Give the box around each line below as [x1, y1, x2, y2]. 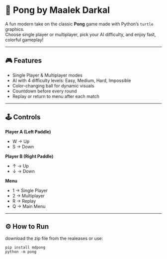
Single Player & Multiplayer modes [12, 72, 83, 78]
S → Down [12, 144, 34, 150]
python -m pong [5, 250, 37, 255]
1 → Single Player [12, 187, 48, 193]
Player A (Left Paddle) [5, 129, 51, 135]
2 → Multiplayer [12, 192, 45, 198]
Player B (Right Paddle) [5, 153, 54, 159]
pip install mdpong [5, 245, 46, 250]
